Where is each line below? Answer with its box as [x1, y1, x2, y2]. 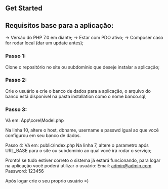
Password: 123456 [5, 168, 44, 174]
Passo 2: [5, 77, 27, 84]
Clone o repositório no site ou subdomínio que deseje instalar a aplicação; [5, 64, 160, 70]
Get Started [5, 4, 43, 13]
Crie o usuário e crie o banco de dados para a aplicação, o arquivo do [5, 88, 151, 94]
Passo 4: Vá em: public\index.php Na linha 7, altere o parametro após [5, 142, 149, 148]
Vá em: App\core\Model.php [5, 117, 64, 123]
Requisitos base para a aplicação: [5, 21, 114, 30]
